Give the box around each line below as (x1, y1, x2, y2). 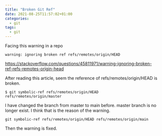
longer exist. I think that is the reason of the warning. (5, 107, 111, 113)
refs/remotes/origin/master (5, 94, 62, 99)
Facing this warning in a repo (5, 43, 63, 48)
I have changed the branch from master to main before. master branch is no (5, 103, 157, 108)
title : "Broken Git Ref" (5, 7, 55, 12)
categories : (5, 16, 29, 21)
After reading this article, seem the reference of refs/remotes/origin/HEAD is (5, 76, 158, 81)
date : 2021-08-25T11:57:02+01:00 (5, 12, 73, 16)
